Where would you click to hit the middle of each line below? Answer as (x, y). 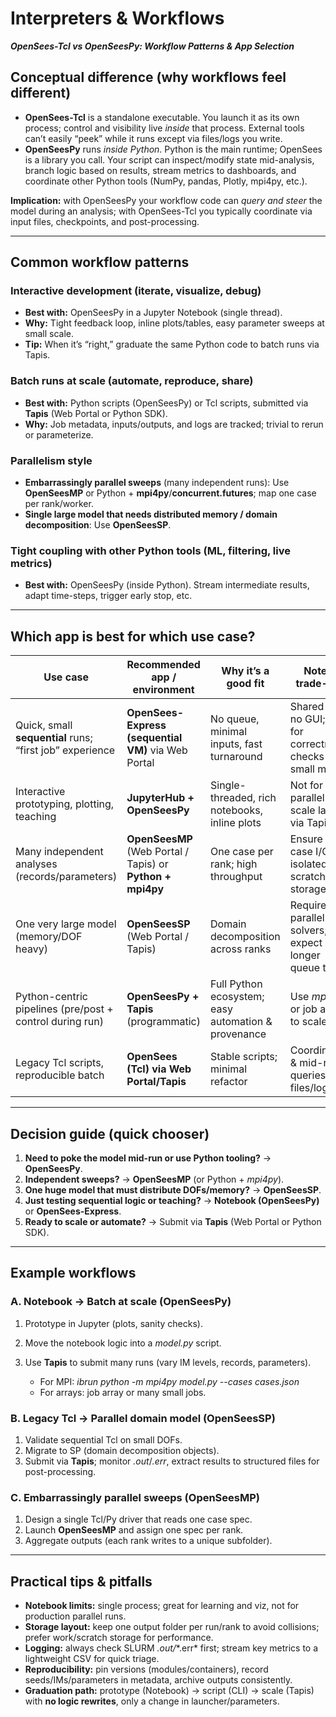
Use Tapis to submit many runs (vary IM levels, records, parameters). (168, 1362)
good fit (245, 684)
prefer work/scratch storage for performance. (119, 1638)
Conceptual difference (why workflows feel (148, 77)
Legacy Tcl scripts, (59, 1063)
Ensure (306, 839)
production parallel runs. (75, 1616)
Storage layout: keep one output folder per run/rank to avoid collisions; (172, 1627)
